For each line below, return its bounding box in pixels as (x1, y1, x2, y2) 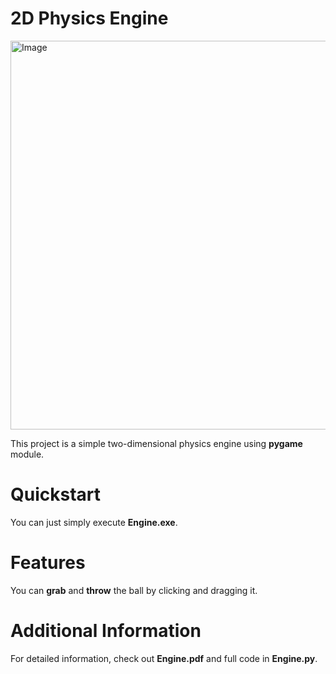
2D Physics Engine (10, 7, 169, 30)
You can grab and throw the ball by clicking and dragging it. (10, 584, 258, 596)
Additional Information (10, 620, 202, 642)
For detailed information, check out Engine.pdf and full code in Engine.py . (10, 652, 318, 664)
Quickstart (10, 483, 102, 506)
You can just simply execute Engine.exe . (10, 516, 178, 528)
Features (10, 552, 86, 574)
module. (10, 448, 45, 460)
